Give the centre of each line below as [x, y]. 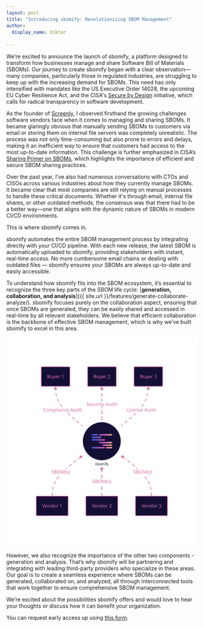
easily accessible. [28, 272]
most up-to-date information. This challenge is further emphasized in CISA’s [101, 152]
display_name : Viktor [39, 32]
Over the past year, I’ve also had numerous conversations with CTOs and [98, 177]
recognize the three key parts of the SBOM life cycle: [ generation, [89, 290]
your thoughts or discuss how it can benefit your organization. [84, 606]
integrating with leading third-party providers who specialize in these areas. [101, 568]
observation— [173, 69]
